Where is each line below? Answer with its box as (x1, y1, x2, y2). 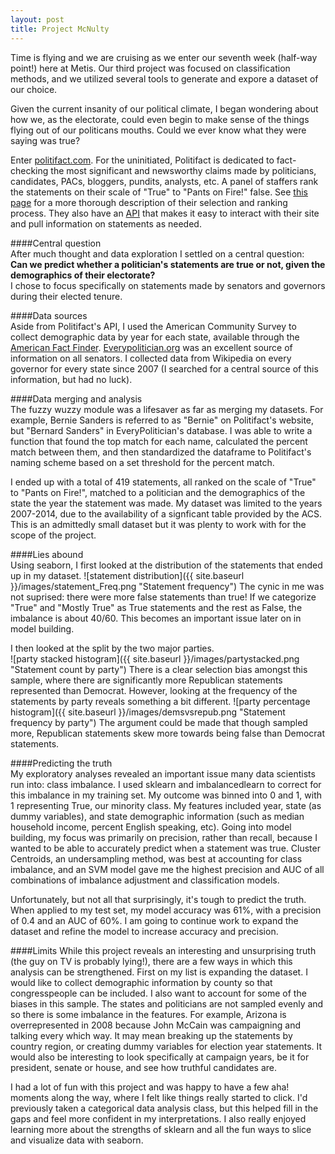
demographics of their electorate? (10, 269, 156, 281)
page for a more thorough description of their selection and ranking (10, 196, 288, 208)
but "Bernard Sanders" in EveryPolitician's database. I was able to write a (10, 424, 313, 436)
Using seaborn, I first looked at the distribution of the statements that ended (10, 559, 323, 571)
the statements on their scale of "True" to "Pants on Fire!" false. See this (10, 186, 308, 198)
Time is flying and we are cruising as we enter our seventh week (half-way (10, 51, 318, 63)
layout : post (10, 14, 65, 25)
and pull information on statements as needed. (10, 217, 202, 230)
